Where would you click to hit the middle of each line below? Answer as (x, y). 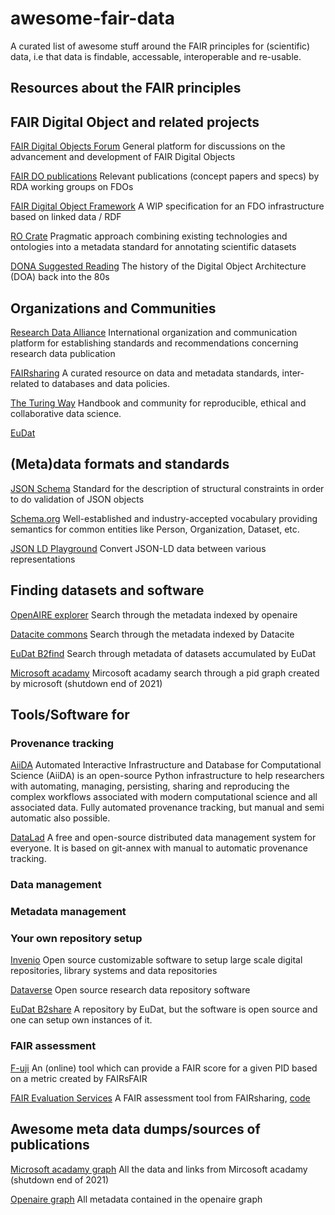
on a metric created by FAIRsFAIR (79, 1078)
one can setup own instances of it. (81, 1020)
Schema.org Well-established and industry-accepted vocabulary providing (164, 518)
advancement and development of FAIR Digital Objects (123, 157)
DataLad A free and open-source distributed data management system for (163, 838)
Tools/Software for (70, 714)
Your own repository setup (76, 939)
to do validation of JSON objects (77, 499)
